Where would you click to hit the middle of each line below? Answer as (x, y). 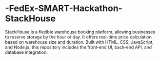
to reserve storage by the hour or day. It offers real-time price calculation (79, 37)
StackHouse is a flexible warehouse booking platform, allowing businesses (80, 32)
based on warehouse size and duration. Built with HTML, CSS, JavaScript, (79, 42)
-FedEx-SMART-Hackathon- (64, 8)
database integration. (26, 52)
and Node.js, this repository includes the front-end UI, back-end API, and (79, 47)
